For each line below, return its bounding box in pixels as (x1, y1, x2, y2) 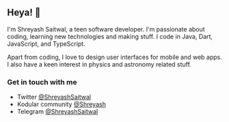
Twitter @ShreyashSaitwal (16, 93, 91, 101)
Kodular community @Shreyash (16, 100, 106, 108)
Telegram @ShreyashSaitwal (16, 108, 98, 116)
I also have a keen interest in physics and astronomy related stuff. (7, 60, 191, 69)
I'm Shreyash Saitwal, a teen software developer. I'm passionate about (7, 25, 205, 33)
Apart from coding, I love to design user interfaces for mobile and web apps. (7, 53, 222, 61)
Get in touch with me (7, 77, 77, 86)
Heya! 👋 (7, 7, 41, 19)
